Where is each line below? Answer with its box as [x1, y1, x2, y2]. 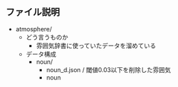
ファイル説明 [5, 6, 60, 18]
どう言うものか [25, 33, 68, 41]
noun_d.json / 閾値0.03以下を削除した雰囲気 [46, 65, 171, 73]
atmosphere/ [15, 24, 52, 33]
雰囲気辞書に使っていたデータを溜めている [36, 41, 156, 50]
